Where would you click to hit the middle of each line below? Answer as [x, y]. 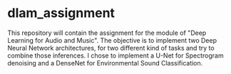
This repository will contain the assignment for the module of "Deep [107, 33]
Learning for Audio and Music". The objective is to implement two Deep [112, 40]
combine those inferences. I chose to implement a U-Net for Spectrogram [115, 55]
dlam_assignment [61, 13]
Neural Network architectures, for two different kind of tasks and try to [111, 48]
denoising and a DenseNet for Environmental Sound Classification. [105, 63]
